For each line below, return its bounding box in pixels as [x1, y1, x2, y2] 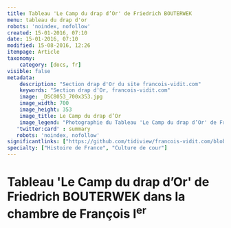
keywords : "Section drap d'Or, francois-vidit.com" [19, 87, 170, 94]
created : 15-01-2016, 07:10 [7, 29, 88, 37]
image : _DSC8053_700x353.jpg [19, 94, 103, 101]
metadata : [7, 74, 36, 81]
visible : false [7, 68, 51, 74]
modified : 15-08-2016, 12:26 [7, 42, 91, 49]
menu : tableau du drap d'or [7, 17, 88, 23]
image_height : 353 [19, 106, 72, 113]
